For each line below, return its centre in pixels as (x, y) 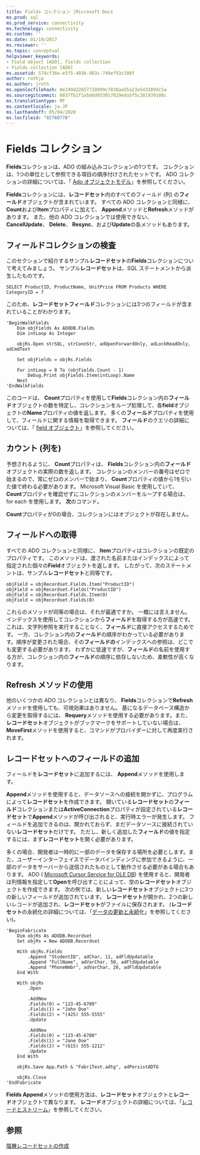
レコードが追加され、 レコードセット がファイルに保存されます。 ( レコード (101, 905)
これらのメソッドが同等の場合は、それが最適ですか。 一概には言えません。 (99, 612)
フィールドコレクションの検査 (61, 245)
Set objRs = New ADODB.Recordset (59, 941)
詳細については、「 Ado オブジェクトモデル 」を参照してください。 (107, 182)
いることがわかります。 (45, 312)
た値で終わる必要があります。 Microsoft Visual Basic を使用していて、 (92, 486)
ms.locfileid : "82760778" (38, 117)
